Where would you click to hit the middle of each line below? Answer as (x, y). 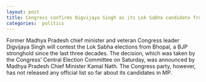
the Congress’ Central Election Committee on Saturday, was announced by (101, 60)
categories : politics (35, 23)
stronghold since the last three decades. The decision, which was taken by (101, 53)
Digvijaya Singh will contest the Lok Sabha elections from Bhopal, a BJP (97, 47)
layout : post (23, 12)
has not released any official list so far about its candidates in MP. (89, 73)
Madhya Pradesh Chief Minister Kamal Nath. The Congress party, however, (101, 66)
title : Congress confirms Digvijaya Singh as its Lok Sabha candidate (98, 18)
